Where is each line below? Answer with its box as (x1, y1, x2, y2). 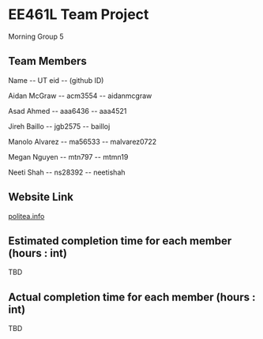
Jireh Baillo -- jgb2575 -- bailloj (8, 121, 111, 131)
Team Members (8, 55, 87, 68)
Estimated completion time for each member (8, 234, 232, 247)
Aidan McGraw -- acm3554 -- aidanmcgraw (8, 91, 152, 100)
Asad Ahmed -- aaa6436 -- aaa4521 (8, 106, 127, 115)
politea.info (8, 211, 45, 220)
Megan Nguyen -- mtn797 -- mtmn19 (8, 152, 129, 161)
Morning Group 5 (8, 32, 64, 41)
